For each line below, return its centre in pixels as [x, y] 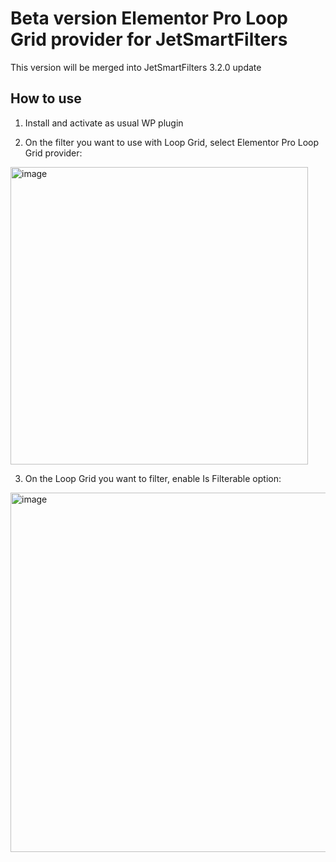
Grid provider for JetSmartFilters [149, 39]
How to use [46, 98]
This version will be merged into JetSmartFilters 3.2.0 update [136, 67]
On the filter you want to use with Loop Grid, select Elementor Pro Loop [172, 142]
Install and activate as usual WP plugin [104, 123]
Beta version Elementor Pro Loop [149, 18]
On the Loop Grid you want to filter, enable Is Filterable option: [153, 478]
